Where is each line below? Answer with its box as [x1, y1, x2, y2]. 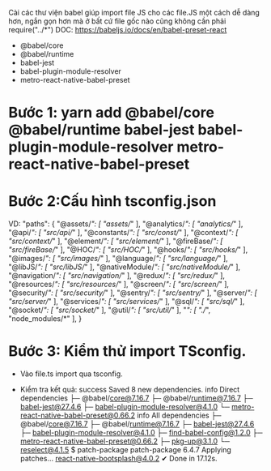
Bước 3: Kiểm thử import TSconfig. [8, 342, 247, 361]
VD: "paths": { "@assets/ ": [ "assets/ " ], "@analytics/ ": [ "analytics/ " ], [8, 219, 243, 229]
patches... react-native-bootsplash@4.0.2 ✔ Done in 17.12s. [19, 454, 218, 464]
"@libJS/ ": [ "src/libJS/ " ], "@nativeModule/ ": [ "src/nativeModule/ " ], [8, 262, 241, 272]
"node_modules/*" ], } [8, 314, 83, 323]
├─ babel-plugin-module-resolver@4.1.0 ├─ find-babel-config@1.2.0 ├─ [19, 428, 263, 438]
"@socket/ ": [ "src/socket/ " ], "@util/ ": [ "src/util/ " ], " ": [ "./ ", [8, 305, 211, 315]
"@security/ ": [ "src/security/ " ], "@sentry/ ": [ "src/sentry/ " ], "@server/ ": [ [8, 288, 257, 298]
